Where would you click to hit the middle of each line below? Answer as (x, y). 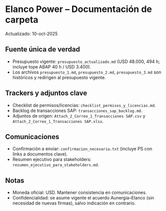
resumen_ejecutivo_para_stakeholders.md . (55, 165)
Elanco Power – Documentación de (79, 9)
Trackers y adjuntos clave (46, 93)
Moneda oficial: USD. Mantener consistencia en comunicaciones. (79, 192)
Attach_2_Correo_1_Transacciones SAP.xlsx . (58, 121)
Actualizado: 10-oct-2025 (31, 33)
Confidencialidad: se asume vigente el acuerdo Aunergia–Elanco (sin (83, 198)
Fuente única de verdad (42, 49)
